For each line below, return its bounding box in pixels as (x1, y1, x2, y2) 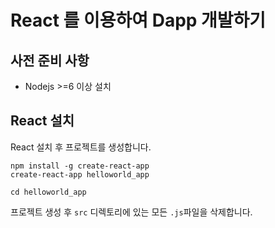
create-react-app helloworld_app (10, 169, 150, 180)
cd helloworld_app (10, 187, 87, 197)
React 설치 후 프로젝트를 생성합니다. (10, 141, 152, 153)
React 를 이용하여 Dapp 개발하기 (10, 9, 267, 32)
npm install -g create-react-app (10, 161, 150, 171)
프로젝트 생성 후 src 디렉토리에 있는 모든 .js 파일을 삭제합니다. (10, 206, 253, 218)
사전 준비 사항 (10, 52, 90, 69)
